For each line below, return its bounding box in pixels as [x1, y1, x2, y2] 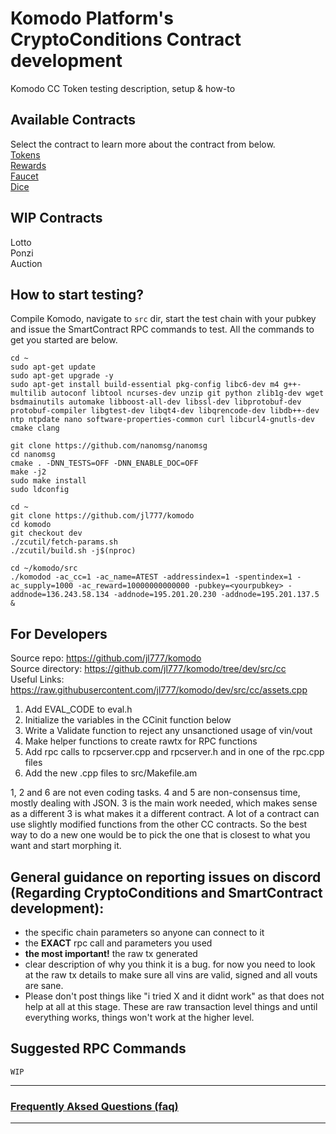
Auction [10, 257, 43, 269]
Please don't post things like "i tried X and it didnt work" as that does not [24, 990, 325, 1002]
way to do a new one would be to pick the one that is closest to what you [10, 829, 311, 841]
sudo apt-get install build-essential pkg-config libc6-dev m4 [10, 380, 280, 390]
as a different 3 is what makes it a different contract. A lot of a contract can [10, 808, 320, 820]
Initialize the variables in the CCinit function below [24, 714, 232, 726]
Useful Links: [10, 673, 65, 686]
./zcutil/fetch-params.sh [10, 537, 118, 547]
